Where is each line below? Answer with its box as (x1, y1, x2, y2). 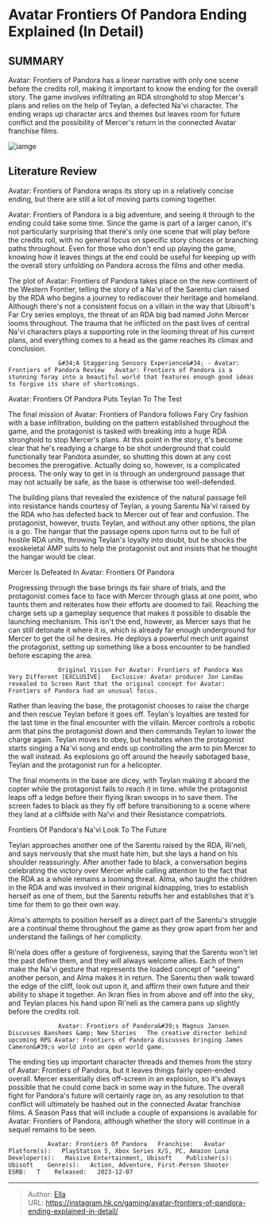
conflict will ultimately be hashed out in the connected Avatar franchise (8, 1099, 241, 1108)
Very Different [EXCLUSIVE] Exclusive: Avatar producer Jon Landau (8, 673, 244, 681)
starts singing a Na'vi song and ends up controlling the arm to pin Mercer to (8, 743, 257, 752)
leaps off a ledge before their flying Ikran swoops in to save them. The (8, 792, 238, 802)
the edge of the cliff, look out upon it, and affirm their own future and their (8, 981, 250, 991)
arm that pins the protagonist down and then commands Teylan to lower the (8, 726, 257, 736)
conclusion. (8, 343, 46, 353)
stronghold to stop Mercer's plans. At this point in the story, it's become (8, 434, 243, 444)
